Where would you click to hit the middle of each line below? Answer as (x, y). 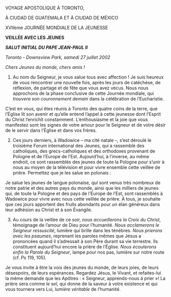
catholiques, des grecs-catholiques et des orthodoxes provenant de (84, 151)
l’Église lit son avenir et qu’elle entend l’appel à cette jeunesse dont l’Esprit (83, 114)
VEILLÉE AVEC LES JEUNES (35, 38)
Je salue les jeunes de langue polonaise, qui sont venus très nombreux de (83, 183)
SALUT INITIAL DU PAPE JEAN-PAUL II (47, 47)
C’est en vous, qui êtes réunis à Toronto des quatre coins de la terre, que (81, 109)
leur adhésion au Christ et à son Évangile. (49, 210)
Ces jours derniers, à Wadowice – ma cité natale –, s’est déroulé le (82, 140)
